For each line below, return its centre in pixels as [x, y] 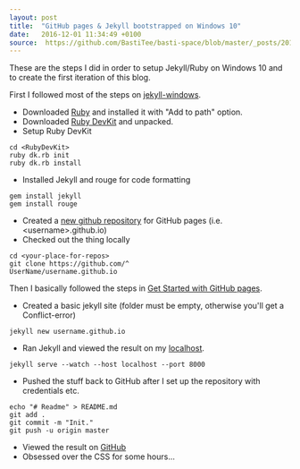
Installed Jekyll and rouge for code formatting [106, 180]
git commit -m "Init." [51, 423]
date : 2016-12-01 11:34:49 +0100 [75, 34]
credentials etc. [51, 391]
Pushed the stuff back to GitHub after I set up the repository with [141, 381]
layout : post [33, 17]
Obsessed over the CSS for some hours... [99, 456]
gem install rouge [43, 204]
